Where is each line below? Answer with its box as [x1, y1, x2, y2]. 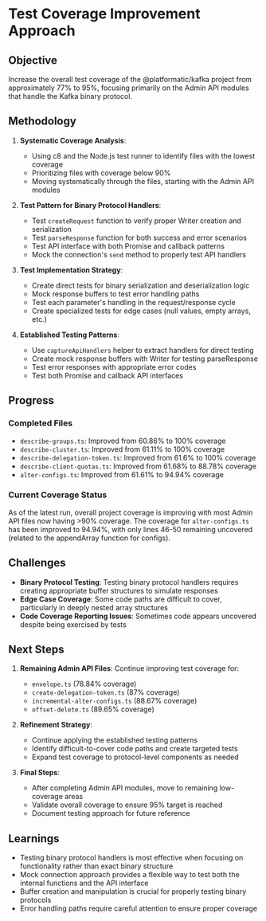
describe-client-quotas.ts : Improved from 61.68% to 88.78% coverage [19, 461, 257, 471]
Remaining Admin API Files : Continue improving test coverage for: [19, 664, 240, 673]
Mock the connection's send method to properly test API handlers [31, 249, 247, 259]
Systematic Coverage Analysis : [19, 135, 127, 145]
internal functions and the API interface [19, 878, 149, 888]
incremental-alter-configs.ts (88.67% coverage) [31, 696, 198, 706]
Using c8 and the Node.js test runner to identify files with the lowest [31, 151, 256, 160]
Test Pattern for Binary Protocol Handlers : [19, 200, 162, 210]
